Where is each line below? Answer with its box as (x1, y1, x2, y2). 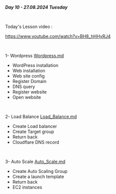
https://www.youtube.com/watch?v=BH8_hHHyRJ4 (5, 33, 111, 39)
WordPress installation (12, 62, 59, 68)
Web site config (12, 73, 45, 79)
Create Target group (12, 128, 54, 134)
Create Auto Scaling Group (12, 168, 68, 174)
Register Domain (12, 78, 47, 84)
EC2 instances (12, 184, 42, 190)
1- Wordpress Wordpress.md (5, 52, 64, 58)
